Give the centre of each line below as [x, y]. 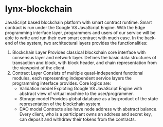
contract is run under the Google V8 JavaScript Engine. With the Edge [75, 27]
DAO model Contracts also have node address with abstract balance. [88, 109]
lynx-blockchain [39, 9]
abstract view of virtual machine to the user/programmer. [76, 94]
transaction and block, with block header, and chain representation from [84, 63]
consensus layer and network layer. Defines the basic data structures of [84, 57]
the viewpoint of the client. [39, 68]
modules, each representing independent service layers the [72, 78]
